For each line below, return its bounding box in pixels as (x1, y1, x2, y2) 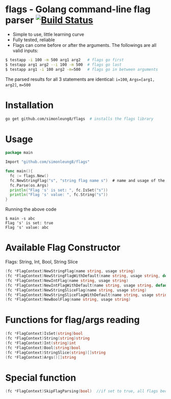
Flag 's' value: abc (5, 225, 49, 230)
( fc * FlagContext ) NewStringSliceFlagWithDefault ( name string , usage (5, 292, 154, 298)
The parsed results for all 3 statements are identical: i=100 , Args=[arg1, (5, 76, 155, 82)
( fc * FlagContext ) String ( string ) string (5, 336, 90, 341)
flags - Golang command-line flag (5, 4, 151, 15)
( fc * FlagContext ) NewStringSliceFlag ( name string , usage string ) (5, 287, 147, 292)
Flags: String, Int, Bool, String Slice (5, 259, 78, 265)
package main (5, 150, 33, 155)
